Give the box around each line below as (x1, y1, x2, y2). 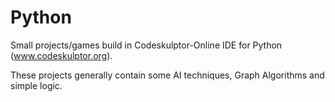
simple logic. (10, 79, 63, 91)
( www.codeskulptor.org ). (10, 49, 113, 61)
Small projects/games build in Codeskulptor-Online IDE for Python (10, 39, 283, 51)
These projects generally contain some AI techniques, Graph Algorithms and (10, 69, 325, 81)
